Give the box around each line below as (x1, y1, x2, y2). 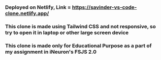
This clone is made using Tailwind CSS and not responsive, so (5, 23, 156, 30)
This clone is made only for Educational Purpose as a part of (5, 42, 152, 49)
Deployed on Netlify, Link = (5, 4, 71, 11)
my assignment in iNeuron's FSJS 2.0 (5, 48, 97, 55)
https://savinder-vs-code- (72, 4, 137, 11)
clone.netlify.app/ (5, 10, 49, 17)
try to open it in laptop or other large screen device (5, 29, 129, 36)
